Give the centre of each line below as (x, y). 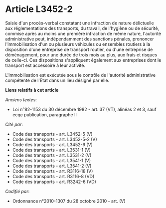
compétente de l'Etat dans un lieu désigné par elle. (57, 80)
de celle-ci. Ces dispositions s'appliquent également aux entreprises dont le (83, 60)
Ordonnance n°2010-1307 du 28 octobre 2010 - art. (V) (69, 201)
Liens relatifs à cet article (32, 90)
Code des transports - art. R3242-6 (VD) (54, 182)
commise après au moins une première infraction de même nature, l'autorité (83, 33)
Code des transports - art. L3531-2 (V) (52, 155)
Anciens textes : (21, 100)
